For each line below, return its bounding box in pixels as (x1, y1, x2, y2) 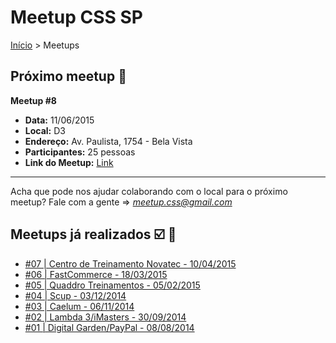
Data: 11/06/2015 (24, 114, 95, 126)
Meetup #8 (10, 94, 57, 106)
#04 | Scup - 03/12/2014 (24, 289, 127, 301)
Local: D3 (24, 124, 66, 136)
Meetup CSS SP (10, 6, 143, 29)
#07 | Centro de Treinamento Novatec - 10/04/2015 (24, 257, 237, 270)
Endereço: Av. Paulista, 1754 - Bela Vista (24, 135, 193, 147)
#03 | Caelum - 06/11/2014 (24, 300, 135, 312)
